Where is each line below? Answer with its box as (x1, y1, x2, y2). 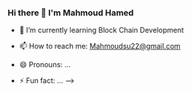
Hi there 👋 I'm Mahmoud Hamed (7, 7, 134, 18)
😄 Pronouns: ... (18, 60, 71, 70)
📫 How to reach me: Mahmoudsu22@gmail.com (18, 42, 182, 51)
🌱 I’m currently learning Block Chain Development (18, 26, 184, 35)
